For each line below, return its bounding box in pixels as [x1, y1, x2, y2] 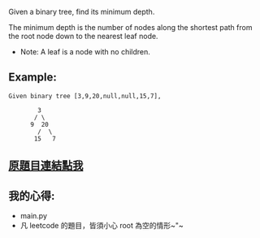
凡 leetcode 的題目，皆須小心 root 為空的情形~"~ [19, 221, 184, 231]
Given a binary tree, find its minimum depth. [8, 7, 155, 16]
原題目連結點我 [8, 158, 84, 173]
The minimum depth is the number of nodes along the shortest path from [8, 23, 253, 32]
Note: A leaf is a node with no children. [19, 47, 150, 56]
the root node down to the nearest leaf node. [8, 32, 158, 41]
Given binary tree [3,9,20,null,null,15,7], [8, 92, 162, 100]
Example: [8, 71, 57, 84]
